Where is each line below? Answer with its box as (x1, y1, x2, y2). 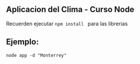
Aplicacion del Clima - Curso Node (6, 5, 135, 15)
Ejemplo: (6, 37, 39, 47)
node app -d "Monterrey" (6, 52, 67, 58)
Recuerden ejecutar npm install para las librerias (6, 20, 128, 27)
